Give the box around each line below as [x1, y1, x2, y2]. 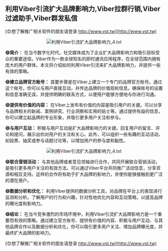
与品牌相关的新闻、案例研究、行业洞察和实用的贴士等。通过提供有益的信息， [5, 108, 163, 114]
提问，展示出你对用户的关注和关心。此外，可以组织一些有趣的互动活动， [13, 131, 163, 137]
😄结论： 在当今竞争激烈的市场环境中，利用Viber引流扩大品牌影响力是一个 [5, 211, 158, 217]
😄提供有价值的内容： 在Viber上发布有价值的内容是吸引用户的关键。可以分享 [5, 102, 162, 108]
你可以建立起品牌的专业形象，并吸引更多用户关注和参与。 [5, 114, 123, 120]
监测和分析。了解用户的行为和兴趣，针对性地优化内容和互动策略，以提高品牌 [5, 194, 163, 200]
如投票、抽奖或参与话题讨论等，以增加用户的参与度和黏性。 [5, 137, 128, 143]
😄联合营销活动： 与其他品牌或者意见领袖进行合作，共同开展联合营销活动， [5, 159, 160, 165]
